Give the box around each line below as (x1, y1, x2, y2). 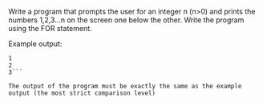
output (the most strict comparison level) (8, 89, 156, 97)
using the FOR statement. (8, 24, 92, 33)
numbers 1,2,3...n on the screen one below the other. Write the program (8, 15, 245, 25)
